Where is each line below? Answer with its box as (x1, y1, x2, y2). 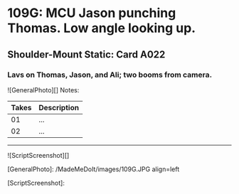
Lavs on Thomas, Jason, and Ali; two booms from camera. (7, 70, 212, 80)
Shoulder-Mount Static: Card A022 (7, 48, 166, 60)
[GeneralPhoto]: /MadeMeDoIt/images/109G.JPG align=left (7, 165, 180, 173)
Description (38, 102, 80, 112)
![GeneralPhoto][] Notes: (7, 85, 80, 94)
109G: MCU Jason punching (7, 5, 176, 21)
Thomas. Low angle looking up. (7, 20, 196, 36)
